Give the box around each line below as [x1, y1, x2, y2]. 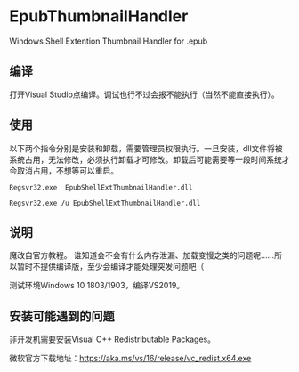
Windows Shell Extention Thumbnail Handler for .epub [9, 36, 208, 46]
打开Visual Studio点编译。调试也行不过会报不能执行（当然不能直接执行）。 [9, 89, 280, 100]
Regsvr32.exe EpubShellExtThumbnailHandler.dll [9, 182, 193, 192]
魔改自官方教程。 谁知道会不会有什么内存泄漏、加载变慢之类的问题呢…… [9, 250, 275, 261]
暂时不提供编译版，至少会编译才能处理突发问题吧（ [16, 261, 205, 272]
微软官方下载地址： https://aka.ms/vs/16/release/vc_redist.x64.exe [9, 353, 252, 364]
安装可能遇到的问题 [9, 309, 115, 324]
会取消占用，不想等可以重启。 [9, 165, 118, 175]
